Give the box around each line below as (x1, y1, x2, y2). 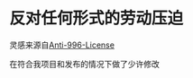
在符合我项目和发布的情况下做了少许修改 (9, 58, 160, 69)
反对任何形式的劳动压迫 (9, 8, 184, 29)
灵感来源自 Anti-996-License (9, 39, 115, 50)
